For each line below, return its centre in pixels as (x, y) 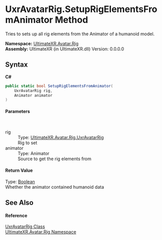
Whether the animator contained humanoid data (55, 187)
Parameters (18, 111)
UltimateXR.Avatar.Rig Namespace (41, 232)
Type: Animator (34, 154)
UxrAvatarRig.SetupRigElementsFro (81, 9)
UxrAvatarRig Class (25, 226)
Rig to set (28, 143)
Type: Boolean (20, 181)
